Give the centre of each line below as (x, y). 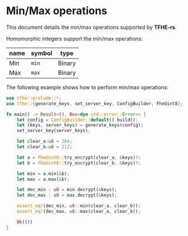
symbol (42, 53)
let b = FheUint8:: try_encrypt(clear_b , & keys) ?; (79, 163)
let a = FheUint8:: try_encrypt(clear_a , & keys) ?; (79, 158)
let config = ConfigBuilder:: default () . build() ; (77, 120)
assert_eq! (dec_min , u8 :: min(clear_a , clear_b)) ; (79, 206)
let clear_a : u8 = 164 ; (44, 142)
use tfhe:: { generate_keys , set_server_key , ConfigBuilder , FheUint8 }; (95, 104)
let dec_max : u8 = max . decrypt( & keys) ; (67, 195)
